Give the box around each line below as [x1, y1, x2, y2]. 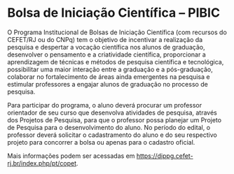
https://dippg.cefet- [136, 152, 194, 160]
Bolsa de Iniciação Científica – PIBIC [7, 5, 221, 21]
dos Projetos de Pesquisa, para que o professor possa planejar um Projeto [7, 115, 222, 124]
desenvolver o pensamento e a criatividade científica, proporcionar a [7, 50, 207, 59]
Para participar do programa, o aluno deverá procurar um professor [7, 101, 202, 109]
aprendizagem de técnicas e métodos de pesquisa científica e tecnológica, [7, 57, 224, 66]
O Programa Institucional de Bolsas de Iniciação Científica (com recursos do [7, 28, 228, 36]
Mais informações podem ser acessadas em [7, 152, 135, 160]
